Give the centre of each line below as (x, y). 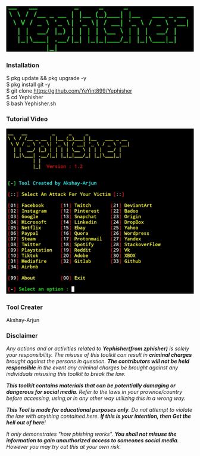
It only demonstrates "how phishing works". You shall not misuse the (91, 434)
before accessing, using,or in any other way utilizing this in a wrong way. (96, 398)
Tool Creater (25, 307)
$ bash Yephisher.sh (31, 103)
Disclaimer (22, 335)
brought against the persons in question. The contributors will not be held (98, 362)
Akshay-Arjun (23, 320)
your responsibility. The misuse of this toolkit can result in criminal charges (99, 355)
